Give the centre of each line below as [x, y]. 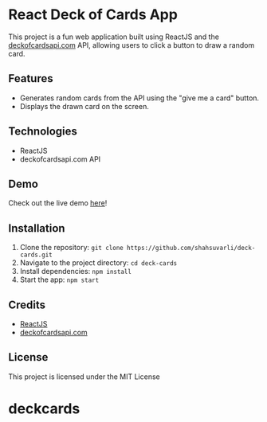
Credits [27, 305]
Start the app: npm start [59, 279]
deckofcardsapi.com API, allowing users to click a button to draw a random [132, 45]
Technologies [43, 132]
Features [31, 78]
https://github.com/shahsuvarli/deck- [191, 248]
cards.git [36, 255]
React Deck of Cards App [93, 15]
